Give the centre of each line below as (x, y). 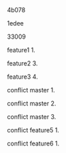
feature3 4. (23, 76)
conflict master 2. (32, 103)
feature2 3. (22, 63)
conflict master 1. (31, 90)
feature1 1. (21, 50)
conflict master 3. (32, 117)
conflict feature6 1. (33, 143)
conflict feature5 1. (33, 130)
